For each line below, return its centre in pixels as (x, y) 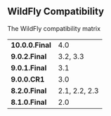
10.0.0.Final (31, 45)
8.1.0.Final (29, 102)
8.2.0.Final (29, 91)
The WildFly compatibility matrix (54, 28)
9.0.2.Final (29, 56)
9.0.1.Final (29, 67)
